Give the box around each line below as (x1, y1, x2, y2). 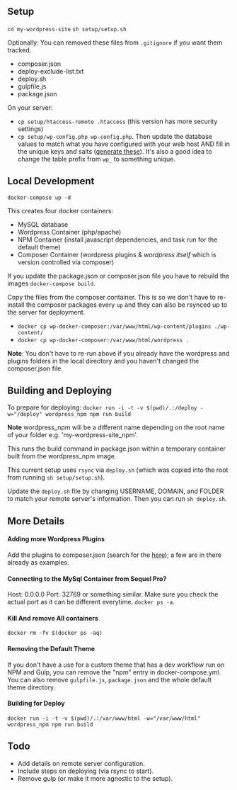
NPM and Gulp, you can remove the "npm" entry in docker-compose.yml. (7, 667, 221, 676)
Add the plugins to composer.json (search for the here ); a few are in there (7, 551, 221, 559)
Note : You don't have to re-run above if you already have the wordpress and (7, 349, 230, 357)
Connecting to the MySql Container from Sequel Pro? (7, 574, 167, 583)
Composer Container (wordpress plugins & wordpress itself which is (17, 250, 217, 259)
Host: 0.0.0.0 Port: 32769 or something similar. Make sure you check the (7, 590, 219, 599)
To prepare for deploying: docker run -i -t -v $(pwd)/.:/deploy (7, 403, 197, 412)
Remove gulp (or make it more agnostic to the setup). (17, 774, 173, 782)
